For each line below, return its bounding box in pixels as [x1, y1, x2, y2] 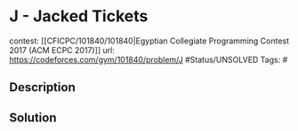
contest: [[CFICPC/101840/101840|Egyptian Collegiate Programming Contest [9, 35, 290, 46]
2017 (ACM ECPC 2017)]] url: [9, 44, 116, 55]
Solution [9, 110, 57, 125]
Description [9, 80, 76, 95]
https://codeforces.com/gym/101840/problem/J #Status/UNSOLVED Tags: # [9, 54, 288, 65]
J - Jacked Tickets [9, 6, 149, 27]
